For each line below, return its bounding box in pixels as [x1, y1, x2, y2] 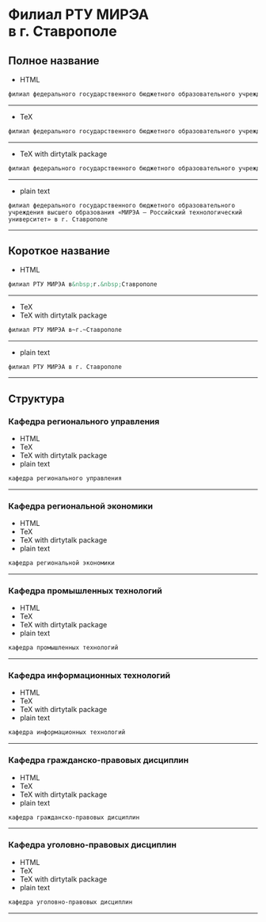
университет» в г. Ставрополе [8, 215, 108, 223]
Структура [8, 392, 65, 406]
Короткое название [8, 244, 111, 258]
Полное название [8, 54, 100, 67]
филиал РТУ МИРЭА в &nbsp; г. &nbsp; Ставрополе [8, 280, 158, 288]
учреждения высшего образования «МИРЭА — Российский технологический [8, 208, 243, 216]
